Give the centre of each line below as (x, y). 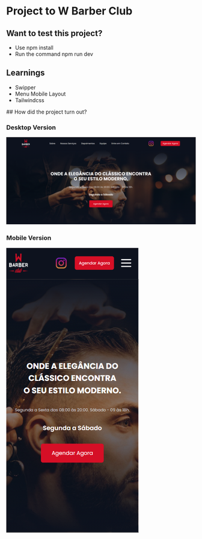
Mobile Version (29, 238)
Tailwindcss (29, 100)
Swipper (25, 87)
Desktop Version (31, 127)
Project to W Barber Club (69, 11)
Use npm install (34, 47)
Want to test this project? (54, 33)
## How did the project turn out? (47, 112)
